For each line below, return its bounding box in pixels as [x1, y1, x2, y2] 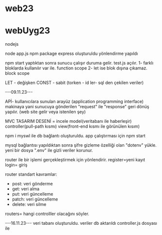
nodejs [5, 41, 19, 47]
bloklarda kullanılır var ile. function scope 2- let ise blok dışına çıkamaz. [5, 65, 147, 71]
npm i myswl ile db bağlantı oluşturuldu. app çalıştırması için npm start [5, 133, 146, 139]
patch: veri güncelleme [12, 196, 58, 202]
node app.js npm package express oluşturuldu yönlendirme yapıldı [5, 50, 138, 56]
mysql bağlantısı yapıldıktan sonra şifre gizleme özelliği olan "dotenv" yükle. [5, 142, 157, 148]
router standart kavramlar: [5, 171, 57, 177]
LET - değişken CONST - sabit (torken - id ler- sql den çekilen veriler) [5, 80, 144, 85]
